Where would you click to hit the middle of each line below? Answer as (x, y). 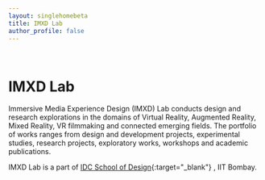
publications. (30, 152)
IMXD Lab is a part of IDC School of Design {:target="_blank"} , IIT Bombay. (133, 167)
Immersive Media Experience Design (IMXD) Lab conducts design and (125, 109)
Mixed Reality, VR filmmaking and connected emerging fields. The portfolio (132, 126)
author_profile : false (46, 31)
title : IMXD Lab (35, 23)
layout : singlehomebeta (48, 16)
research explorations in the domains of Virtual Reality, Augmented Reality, (132, 117)
